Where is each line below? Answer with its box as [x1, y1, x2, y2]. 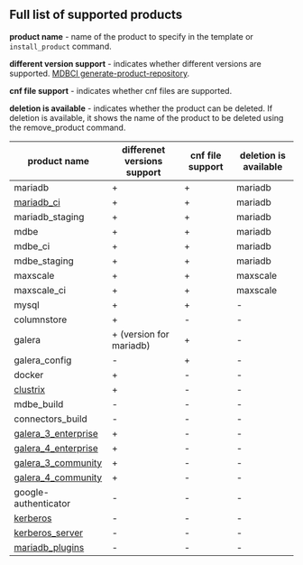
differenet [121, 144, 166, 156]
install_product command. [9, 41, 112, 51]
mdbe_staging [14, 255, 74, 267]
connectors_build [14, 412, 87, 425]
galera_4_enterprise [14, 441, 99, 454]
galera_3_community [14, 456, 103, 468]
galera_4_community [14, 471, 103, 484]
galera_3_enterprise [14, 427, 99, 440]
